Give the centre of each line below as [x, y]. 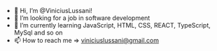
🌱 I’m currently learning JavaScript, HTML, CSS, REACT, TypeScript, [112, 25]
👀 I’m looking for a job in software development [82, 18]
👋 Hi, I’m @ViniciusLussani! [53, 11]
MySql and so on [38, 32]
